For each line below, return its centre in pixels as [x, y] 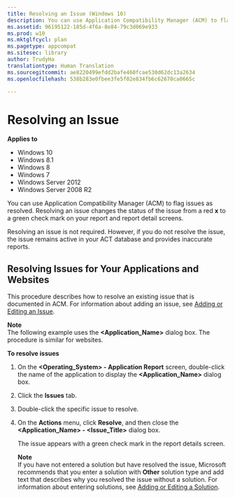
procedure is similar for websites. [55, 340]
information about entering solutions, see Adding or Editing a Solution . [119, 487]
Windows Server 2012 [49, 182]
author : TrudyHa [31, 60]
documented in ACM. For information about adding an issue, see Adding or [115, 304]
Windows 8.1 [35, 160]
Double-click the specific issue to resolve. [78, 409]
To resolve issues [33, 354]
